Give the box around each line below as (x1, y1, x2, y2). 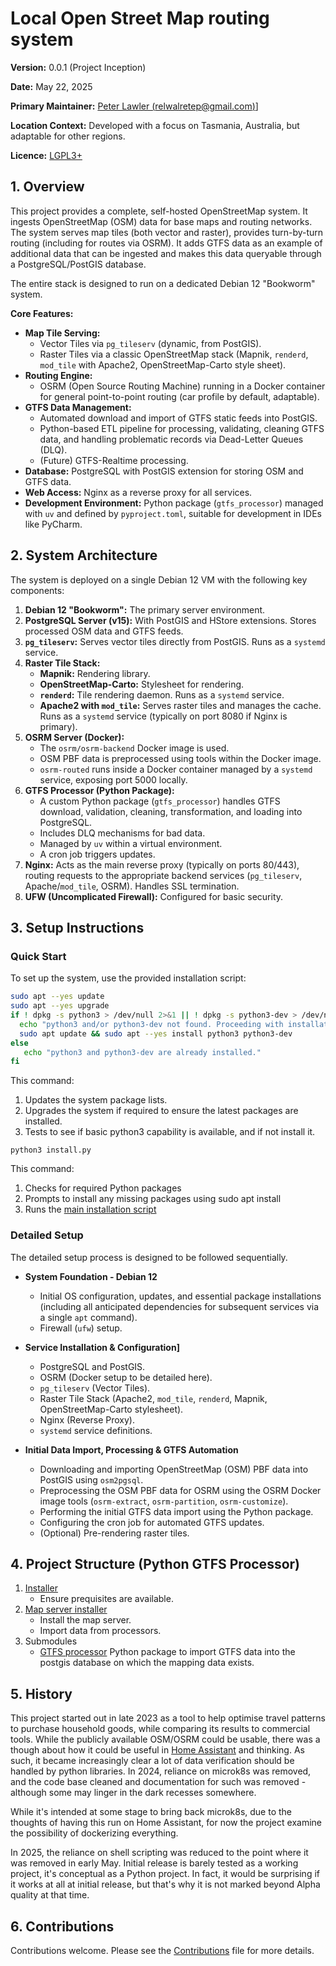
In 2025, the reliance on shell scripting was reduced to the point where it (10, 1847, 309, 1859)
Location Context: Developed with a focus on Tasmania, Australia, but (10, 119, 300, 131)
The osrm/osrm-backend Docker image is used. (39, 742, 230, 754)
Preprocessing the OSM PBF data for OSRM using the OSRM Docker (39, 1484, 322, 1496)
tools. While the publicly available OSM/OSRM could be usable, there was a (10, 1733, 321, 1746)
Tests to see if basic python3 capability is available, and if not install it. (24, 1126, 316, 1138)
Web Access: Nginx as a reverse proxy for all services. (24, 486, 253, 498)
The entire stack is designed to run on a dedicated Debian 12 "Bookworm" (10, 277, 316, 289)
